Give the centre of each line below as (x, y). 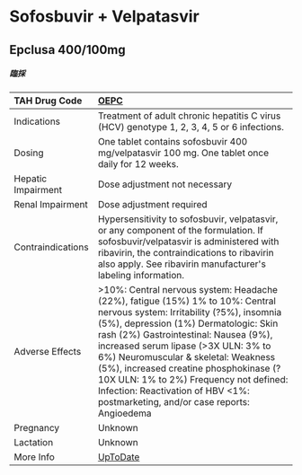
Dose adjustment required (153, 204)
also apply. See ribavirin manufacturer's (182, 264)
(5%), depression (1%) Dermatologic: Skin (188, 323)
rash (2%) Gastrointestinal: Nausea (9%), (185, 334)
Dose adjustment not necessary (164, 184)
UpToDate (119, 457)
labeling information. (141, 275)
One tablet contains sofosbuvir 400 (173, 141)
